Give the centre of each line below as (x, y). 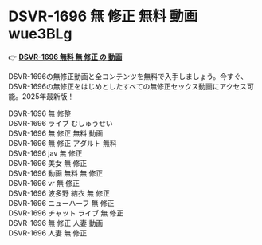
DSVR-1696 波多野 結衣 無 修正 (59, 193)
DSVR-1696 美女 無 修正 (48, 163)
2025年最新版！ (48, 96)
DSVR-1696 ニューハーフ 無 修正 (61, 203)
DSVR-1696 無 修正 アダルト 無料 (63, 143)
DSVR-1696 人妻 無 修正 (48, 233)
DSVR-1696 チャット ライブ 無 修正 (66, 213)
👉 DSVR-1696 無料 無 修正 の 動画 (65, 57)
